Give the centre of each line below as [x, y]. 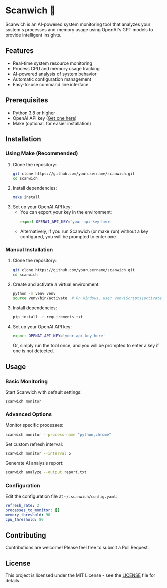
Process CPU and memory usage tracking [56, 68]
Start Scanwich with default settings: [43, 392]
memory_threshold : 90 [28, 515]
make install [26, 197]
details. [13, 581]
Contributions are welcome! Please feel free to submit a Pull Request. [77, 548]
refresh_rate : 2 [22, 506]
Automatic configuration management [52, 79]
